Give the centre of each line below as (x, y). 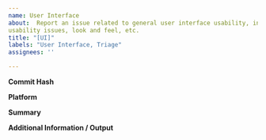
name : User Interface (44, 15)
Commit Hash (31, 81)
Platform (23, 97)
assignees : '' (32, 52)
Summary (25, 112)
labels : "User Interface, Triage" (65, 45)
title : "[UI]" (32, 38)
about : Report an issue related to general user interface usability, (129, 23)
